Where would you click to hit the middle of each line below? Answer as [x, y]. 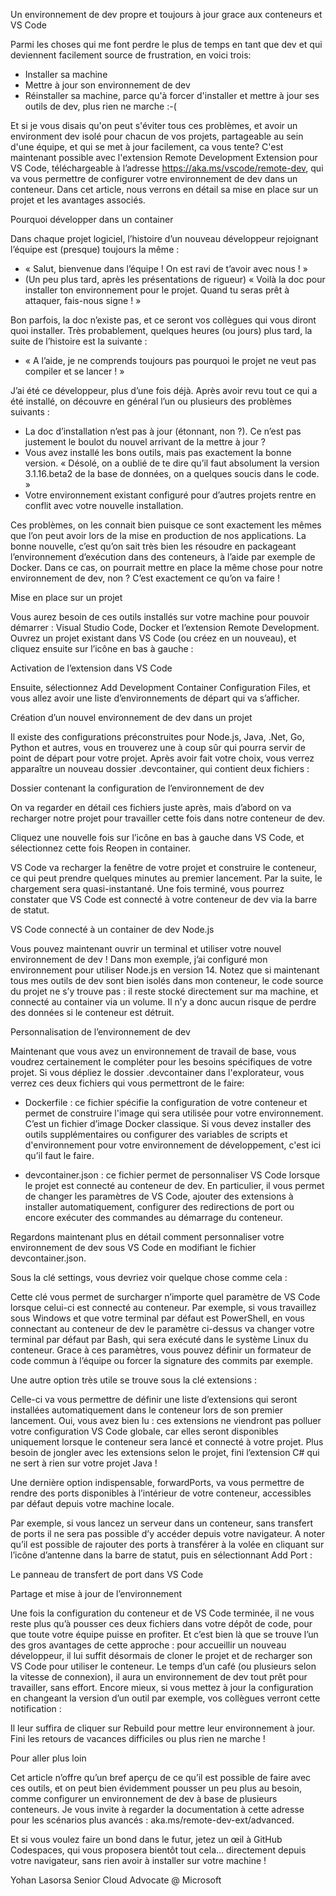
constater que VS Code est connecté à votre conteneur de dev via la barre [164, 899]
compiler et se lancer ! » [74, 371]
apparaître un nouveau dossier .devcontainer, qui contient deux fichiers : [160, 768]
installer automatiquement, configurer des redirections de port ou [159, 1207]
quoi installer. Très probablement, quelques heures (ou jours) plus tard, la [161, 330]
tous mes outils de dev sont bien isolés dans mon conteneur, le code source [167, 980]
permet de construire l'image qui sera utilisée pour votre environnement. [174, 1113]
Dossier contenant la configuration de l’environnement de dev [137, 788]
